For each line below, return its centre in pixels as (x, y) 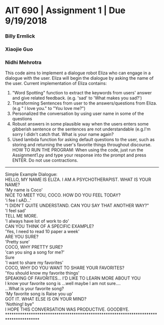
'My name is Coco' (24, 190)
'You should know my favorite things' (42, 273)
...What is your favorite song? (35, 289)
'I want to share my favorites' (34, 263)
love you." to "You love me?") (56, 108)
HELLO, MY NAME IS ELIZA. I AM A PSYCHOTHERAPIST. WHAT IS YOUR (78, 180)
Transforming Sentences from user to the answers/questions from (79, 103)
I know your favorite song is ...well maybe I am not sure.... (63, 283)
